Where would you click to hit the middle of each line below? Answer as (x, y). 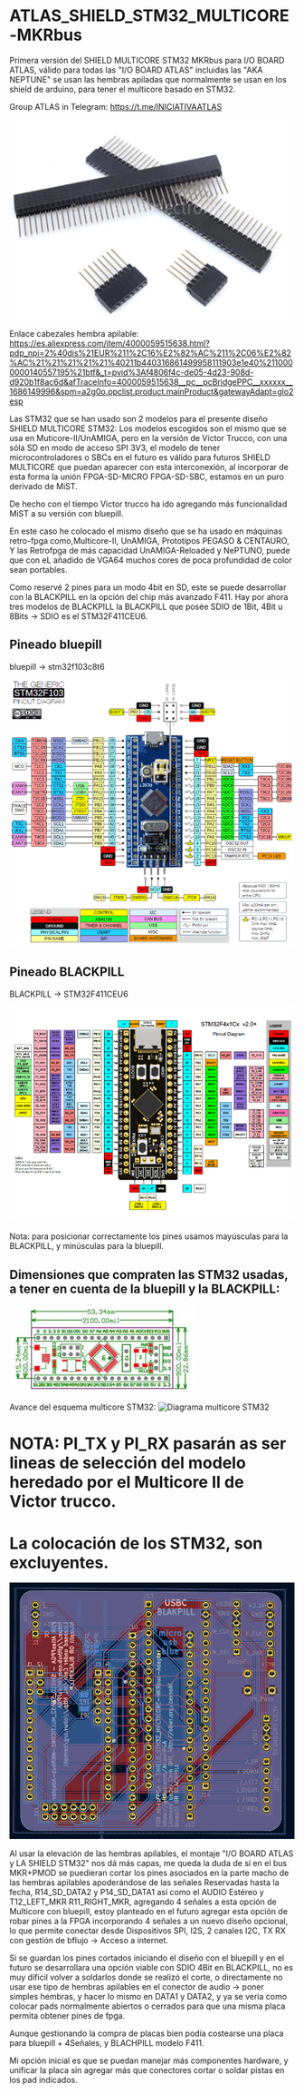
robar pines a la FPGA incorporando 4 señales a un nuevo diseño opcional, (149, 1922)
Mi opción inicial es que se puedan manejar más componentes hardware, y (149, 2060)
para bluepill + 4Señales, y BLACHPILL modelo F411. (107, 2043)
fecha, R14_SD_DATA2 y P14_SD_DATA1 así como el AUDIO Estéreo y (137, 1892)
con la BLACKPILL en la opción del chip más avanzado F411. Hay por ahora (149, 596)
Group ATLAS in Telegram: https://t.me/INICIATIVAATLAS (116, 106)
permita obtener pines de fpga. (67, 2016)
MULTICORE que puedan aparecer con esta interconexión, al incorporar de (149, 467)
